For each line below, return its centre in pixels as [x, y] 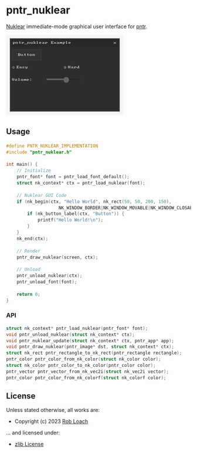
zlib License [29, 444]
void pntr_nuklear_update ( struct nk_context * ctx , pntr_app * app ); [90, 340]
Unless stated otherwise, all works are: [53, 410]
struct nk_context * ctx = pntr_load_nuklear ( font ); [81, 183]
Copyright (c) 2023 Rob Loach [51, 421]
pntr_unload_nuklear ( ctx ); [50, 276]
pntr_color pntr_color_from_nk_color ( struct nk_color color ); [84, 359]
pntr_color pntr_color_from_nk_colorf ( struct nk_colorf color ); [86, 378]
